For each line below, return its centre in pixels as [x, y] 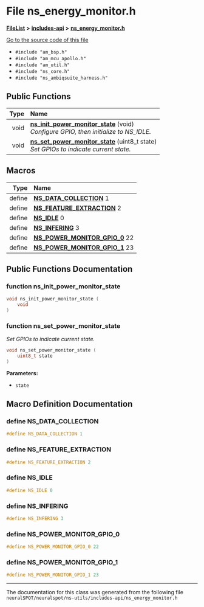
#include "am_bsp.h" [41, 52]
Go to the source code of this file [47, 40]
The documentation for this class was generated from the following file [95, 592]
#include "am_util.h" [42, 65]
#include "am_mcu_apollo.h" [50, 58]
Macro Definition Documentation [70, 404]
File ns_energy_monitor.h [71, 11]
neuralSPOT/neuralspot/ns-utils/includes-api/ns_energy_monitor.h [92, 598]
